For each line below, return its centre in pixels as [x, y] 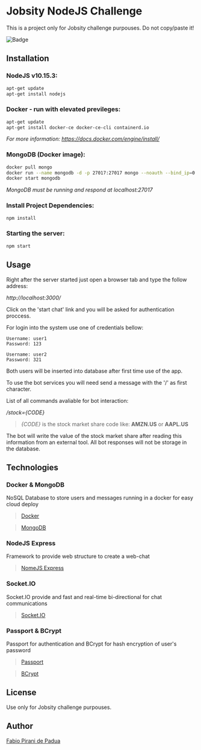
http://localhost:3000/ [34, 298]
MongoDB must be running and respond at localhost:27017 [79, 190]
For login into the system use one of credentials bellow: [75, 327]
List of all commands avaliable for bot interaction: [67, 400]
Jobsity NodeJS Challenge [74, 11]
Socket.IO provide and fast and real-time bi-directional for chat [84, 597]
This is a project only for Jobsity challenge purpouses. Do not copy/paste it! [100, 28]
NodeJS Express [31, 543]
